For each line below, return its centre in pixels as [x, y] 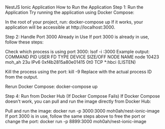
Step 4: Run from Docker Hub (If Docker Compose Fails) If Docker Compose [82, 96]
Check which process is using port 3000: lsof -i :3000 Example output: [77, 52]
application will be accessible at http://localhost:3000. [60, 27]
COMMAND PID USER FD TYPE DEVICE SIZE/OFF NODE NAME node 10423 [82, 57]
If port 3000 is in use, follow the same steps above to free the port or [75, 116]
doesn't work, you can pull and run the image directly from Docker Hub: [78, 101]
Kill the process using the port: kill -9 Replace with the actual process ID [79, 72]
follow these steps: [24, 42]
